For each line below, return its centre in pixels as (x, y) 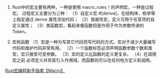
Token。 (20, 31)
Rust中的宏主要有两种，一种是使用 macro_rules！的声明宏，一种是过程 (83, 7)
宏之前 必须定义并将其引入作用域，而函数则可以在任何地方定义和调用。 (83, 60)
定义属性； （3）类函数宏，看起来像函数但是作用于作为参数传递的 (78, 25)
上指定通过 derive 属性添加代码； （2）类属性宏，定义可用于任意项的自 (83, 19)
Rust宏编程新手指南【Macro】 (35, 70)
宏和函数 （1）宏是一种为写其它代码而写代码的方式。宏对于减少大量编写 (84, 42)
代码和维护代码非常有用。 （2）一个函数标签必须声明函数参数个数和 (80, 48)
